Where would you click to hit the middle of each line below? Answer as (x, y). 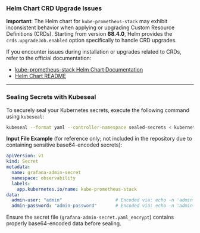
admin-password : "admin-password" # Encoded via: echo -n (93, 206)
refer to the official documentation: (49, 58)
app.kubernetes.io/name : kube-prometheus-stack (77, 189)
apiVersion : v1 (25, 156)
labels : (21, 184)
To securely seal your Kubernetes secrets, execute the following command (98, 110)
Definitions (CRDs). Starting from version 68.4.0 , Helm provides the (89, 34)
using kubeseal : (25, 116)
